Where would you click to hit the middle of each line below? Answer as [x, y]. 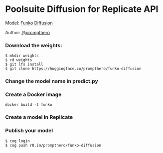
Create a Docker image [33, 94]
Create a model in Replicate [39, 117]
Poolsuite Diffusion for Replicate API [82, 9]
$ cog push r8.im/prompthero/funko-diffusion [53, 145]
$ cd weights [19, 60]
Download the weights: [34, 45]
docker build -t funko [29, 105]
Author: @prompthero [28, 32]
